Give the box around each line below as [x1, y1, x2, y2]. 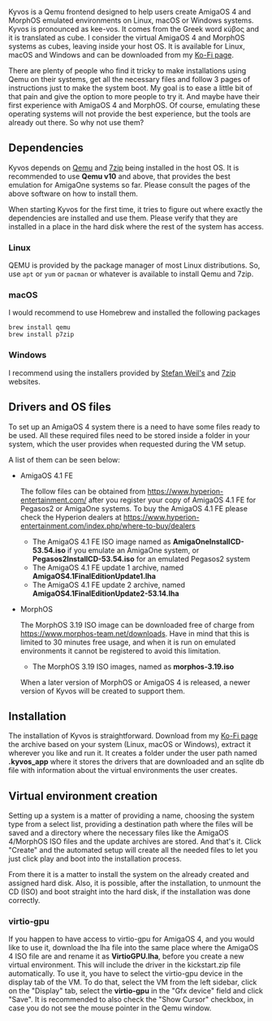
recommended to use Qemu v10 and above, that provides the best [8, 171, 231, 181]
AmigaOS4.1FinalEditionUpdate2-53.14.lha [32, 589, 179, 598]
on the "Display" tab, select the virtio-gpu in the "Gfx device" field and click [8, 986, 264, 996]
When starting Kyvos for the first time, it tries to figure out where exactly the [8, 204, 263, 214]
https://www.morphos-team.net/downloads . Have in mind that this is [19, 628, 250, 638]
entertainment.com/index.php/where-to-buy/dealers [19, 520, 196, 531]
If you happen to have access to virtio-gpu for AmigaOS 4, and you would [8, 934, 255, 944]
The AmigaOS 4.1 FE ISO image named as [32, 537, 171, 546]
